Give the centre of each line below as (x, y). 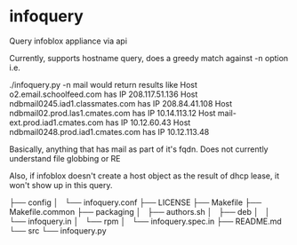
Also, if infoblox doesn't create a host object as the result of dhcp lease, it (144, 176)
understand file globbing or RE (65, 158)
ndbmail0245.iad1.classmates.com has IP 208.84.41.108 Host (121, 103)
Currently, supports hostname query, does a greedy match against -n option (149, 58)
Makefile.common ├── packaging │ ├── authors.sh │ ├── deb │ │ (140, 211)
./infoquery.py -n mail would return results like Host (104, 84)
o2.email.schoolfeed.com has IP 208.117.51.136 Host (104, 94)
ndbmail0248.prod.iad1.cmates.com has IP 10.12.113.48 (109, 131)
